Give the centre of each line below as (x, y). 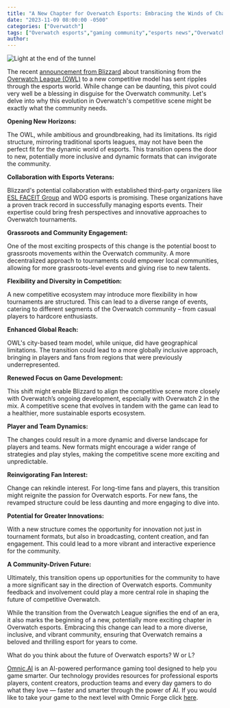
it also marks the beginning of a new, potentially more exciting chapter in (110, 620)
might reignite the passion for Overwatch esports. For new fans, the (103, 496)
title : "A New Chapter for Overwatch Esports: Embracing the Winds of (110, 13)
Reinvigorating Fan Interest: (48, 475)
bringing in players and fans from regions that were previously (95, 358)
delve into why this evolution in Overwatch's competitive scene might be (110, 101)
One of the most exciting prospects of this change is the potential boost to (112, 246)
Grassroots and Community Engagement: (67, 233)
